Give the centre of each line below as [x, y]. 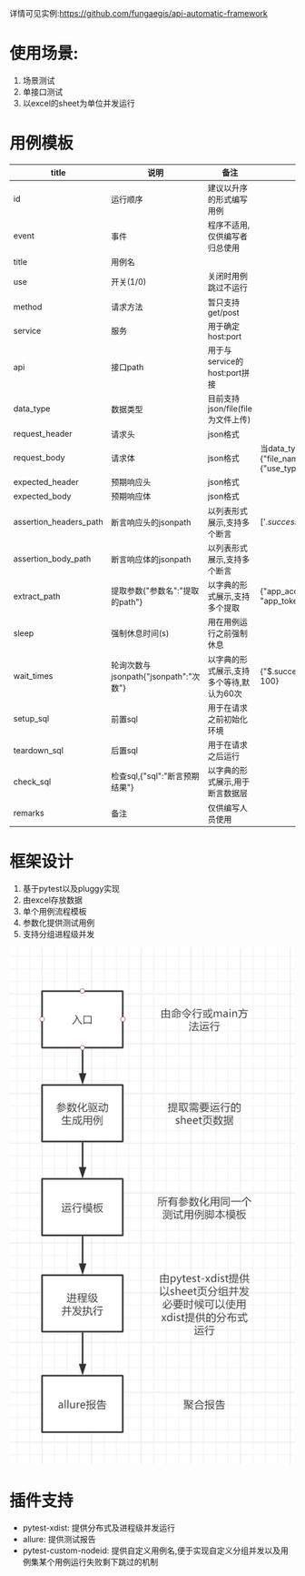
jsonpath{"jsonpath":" [151, 676]
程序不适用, [229, 225]
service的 [225, 361]
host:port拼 [228, 373]
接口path [127, 368]
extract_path [37, 596]
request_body [39, 458]
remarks [29, 813]
